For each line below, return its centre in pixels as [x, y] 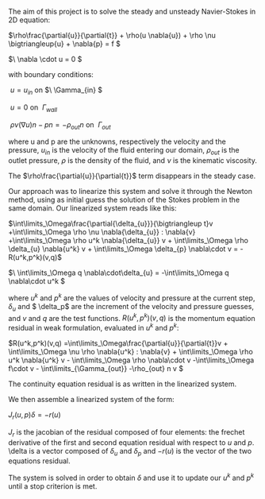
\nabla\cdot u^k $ [37, 281]
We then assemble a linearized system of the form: [91, 399]
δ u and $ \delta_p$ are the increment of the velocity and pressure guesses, [131, 307]
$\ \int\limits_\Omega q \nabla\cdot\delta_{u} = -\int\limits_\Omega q [119, 273]
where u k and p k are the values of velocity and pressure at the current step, [132, 297]
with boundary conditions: [51, 74]
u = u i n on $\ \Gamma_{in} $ [56, 91]
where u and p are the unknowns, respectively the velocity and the [117, 141]
